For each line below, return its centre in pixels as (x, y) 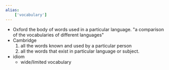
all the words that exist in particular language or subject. (80, 51)
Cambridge (25, 40)
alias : (12, 10)
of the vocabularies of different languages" (58, 35)
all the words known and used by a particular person (76, 45)
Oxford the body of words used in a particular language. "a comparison (88, 29)
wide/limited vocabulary (46, 62)
